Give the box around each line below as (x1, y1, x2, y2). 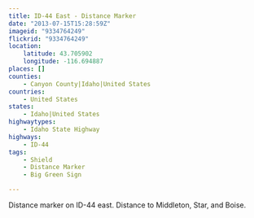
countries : (8, 87, 46, 96)
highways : (8, 133, 42, 141)
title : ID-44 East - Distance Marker (8, 11, 137, 20)
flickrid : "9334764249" (8, 34, 90, 43)
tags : (8, 148, 27, 156)
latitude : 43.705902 (23, 50, 93, 58)
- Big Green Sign (23, 171, 82, 179)
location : (8, 42, 42, 50)
